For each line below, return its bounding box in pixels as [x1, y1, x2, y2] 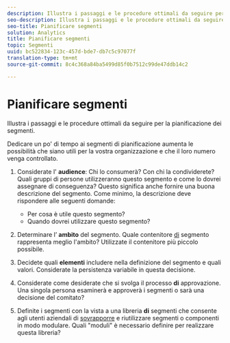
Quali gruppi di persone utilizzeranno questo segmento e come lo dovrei [16, 175, 221, 183]
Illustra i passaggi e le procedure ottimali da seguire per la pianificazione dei [7, 119, 222, 127]
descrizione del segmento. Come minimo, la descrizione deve [16, 189, 192, 197]
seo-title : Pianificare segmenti [7, 23, 103, 29]
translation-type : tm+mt [7, 55, 78, 62]
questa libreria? [16, 328, 62, 336]
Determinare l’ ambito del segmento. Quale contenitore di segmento [16, 230, 209, 238]
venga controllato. [7, 154, 58, 162]
